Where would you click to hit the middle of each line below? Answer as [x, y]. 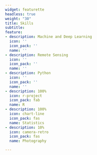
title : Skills [19, 23]
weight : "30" [18, 19]
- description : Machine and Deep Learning [48, 37]
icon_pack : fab [25, 100]
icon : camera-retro [29, 132]
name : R [17, 105]
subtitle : [15, 28]
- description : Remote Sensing [37, 55]
